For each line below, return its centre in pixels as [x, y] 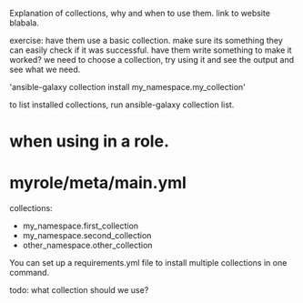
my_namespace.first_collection [81, 226]
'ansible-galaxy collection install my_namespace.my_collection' [127, 87]
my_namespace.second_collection [87, 236]
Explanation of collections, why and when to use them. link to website [140, 13]
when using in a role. [90, 141]
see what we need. [45, 69]
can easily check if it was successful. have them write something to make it [151, 50]
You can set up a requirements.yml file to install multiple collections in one [148, 263]
